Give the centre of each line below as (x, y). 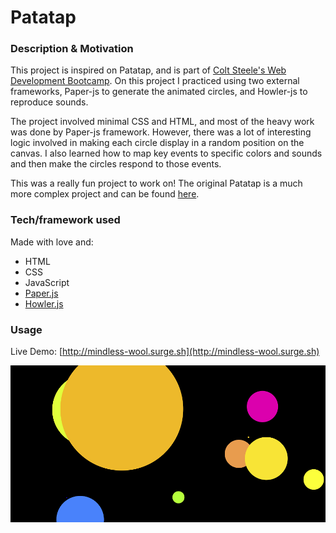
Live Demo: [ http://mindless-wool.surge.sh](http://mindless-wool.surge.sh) (165, 352)
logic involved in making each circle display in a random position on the (157, 143)
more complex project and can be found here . (105, 194)
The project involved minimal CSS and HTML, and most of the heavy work (162, 122)
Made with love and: (52, 242)
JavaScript (47, 282)
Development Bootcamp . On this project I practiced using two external (155, 81)
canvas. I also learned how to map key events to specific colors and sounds (166, 153)
